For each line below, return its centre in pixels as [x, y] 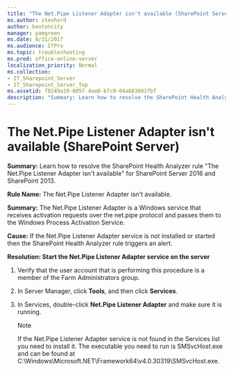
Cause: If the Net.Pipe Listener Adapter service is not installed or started [111, 236]
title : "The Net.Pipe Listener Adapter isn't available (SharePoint [108, 14]
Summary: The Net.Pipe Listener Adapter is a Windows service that [104, 207]
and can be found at [46, 353]
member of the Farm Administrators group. [78, 277]
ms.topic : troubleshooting [46, 53]
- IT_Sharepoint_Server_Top [48, 85]
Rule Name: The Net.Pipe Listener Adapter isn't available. [89, 194]
